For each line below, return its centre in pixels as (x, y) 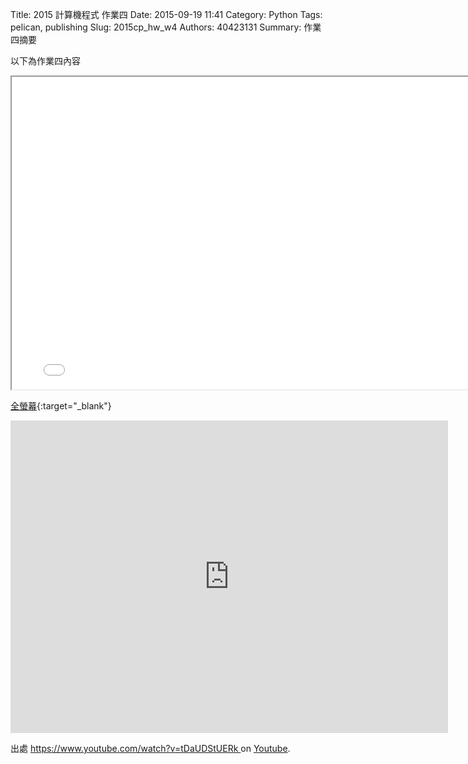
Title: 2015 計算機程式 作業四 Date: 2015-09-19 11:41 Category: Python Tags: (166, 14)
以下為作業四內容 (45, 61)
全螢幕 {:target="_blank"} (61, 406)
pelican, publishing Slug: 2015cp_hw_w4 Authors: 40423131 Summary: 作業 (166, 27)
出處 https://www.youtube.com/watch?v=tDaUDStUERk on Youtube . (150, 748)
